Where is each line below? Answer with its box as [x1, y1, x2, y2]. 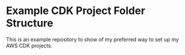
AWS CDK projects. [6, 42, 53, 49]
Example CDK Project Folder [6, 4, 146, 18]
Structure [6, 16, 54, 30]
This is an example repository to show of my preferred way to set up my [6, 36, 179, 43]
